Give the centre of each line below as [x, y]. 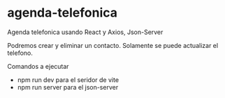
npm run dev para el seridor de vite [68, 80]
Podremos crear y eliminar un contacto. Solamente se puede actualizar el [113, 45]
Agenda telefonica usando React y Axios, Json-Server [85, 32]
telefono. [20, 53]
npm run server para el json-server [68, 87]
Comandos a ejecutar [38, 66]
